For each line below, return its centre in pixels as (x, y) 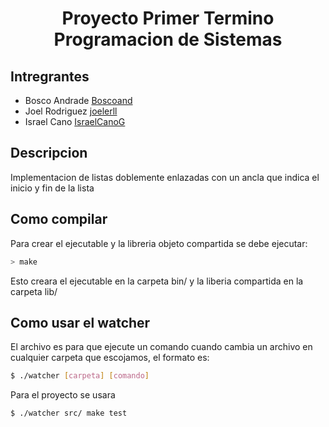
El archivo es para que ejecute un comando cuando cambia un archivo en (161, 347)
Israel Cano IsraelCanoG (75, 121)
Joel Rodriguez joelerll (71, 111)
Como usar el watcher (80, 322)
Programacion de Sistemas (168, 39)
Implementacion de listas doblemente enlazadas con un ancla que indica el (165, 177)
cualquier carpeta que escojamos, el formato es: (110, 358)
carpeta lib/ (34, 291)
